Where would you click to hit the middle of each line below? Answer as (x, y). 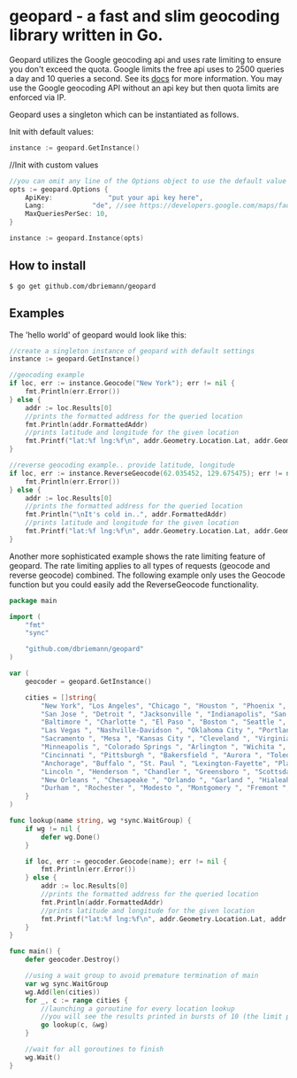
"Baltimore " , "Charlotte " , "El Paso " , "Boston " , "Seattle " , (164, 722)
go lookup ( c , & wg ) (75, 1025)
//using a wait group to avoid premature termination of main (142, 976)
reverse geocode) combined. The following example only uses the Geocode (147, 575)
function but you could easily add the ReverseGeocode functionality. (134, 584)
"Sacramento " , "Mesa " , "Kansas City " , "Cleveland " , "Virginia (166, 739)
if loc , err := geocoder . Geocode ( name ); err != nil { (126, 861)
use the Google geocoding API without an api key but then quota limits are (144, 88)
